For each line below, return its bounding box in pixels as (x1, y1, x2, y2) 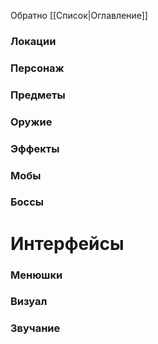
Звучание (10, 321, 61, 335)
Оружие (10, 115, 53, 129)
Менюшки (10, 268, 63, 282)
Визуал (10, 295, 48, 309)
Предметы (10, 88, 66, 102)
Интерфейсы (10, 232, 125, 255)
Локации (10, 34, 57, 48)
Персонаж (10, 61, 65, 75)
